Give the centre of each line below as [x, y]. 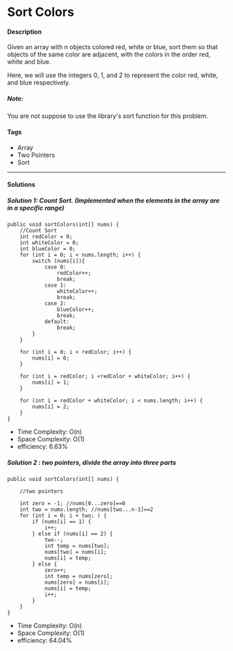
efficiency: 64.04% [45, 641]
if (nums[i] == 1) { [62, 522]
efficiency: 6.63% [42, 447]
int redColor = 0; [46, 237]
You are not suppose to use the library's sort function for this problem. [108, 116]
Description [25, 31]
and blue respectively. [39, 83]
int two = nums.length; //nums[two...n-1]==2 [87, 510]
